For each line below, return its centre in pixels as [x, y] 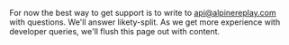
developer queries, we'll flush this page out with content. [115, 31]
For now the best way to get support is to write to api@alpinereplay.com [143, 13]
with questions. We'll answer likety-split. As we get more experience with [145, 22]
